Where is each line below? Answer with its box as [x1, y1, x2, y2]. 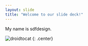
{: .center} [32, 35, 53, 41]
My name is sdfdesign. [5, 25, 52, 31]
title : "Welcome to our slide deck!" [5, 12, 84, 17]
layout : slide [5, 7, 35, 12]
